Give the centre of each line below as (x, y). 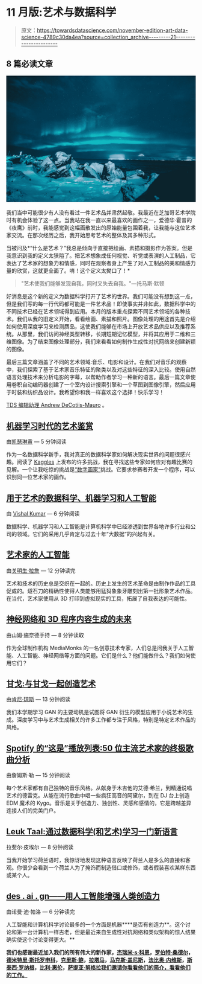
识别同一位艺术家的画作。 (38, 477)
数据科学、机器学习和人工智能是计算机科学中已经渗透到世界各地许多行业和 (98, 526)
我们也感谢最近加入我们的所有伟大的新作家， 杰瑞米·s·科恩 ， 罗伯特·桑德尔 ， (100, 952)
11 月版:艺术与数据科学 (61, 12)
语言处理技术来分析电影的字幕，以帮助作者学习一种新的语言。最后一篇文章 (98, 377)
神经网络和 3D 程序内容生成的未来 (69, 619)
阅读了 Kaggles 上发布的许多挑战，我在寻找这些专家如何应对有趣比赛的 (105, 462)
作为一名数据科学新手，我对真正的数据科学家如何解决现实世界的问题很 (93, 455)
